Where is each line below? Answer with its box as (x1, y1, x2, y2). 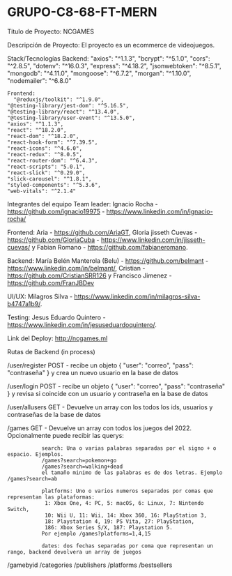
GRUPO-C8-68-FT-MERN (7, 4, 157, 20)
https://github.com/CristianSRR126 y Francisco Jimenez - (7, 271, 172, 280)
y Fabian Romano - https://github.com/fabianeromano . (31, 243, 188, 251)
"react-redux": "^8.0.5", (7, 151, 82, 158)
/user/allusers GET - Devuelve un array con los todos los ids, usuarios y (7, 402, 213, 411)
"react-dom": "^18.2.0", (7, 132, 79, 139)
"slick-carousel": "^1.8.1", (7, 175, 92, 182)
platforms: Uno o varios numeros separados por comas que (41, 487, 214, 494)
